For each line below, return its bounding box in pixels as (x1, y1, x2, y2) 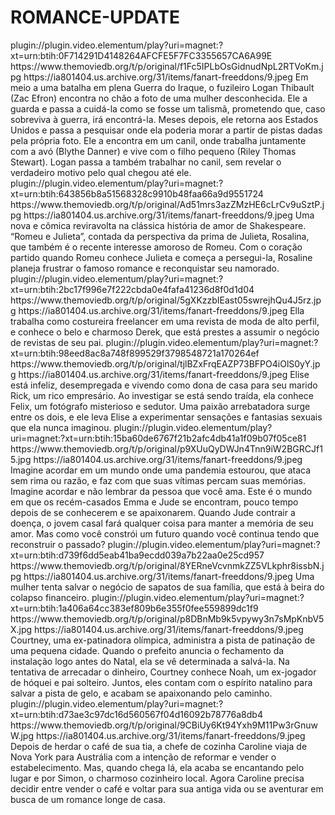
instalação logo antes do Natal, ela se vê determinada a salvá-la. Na (10, 655, 290, 667)
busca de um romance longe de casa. (10, 793, 166, 805)
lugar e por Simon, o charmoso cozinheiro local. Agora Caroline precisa (10, 772, 305, 784)
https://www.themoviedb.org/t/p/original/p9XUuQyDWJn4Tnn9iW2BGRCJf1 (10, 442, 323, 455)
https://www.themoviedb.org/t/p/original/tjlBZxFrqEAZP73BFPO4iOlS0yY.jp (10, 357, 321, 370)
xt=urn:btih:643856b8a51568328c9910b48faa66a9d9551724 (10, 187, 264, 200)
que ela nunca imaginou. (10, 421, 112, 433)
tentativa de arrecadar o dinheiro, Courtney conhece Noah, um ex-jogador (10, 666, 317, 678)
